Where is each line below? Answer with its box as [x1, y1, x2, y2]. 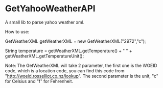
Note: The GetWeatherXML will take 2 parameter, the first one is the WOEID [5, 62, 158, 68]
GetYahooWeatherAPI [5, 3, 95, 14]
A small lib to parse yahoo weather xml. [5, 19, 85, 25]
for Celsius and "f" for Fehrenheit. [5, 78, 73, 84]
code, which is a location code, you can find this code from [5, 67, 125, 74]
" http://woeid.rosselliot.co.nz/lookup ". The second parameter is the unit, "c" [5, 73, 159, 79]
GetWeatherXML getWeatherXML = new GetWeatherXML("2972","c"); [5, 38, 146, 44]
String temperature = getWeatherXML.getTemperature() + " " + [5, 48, 132, 54]
